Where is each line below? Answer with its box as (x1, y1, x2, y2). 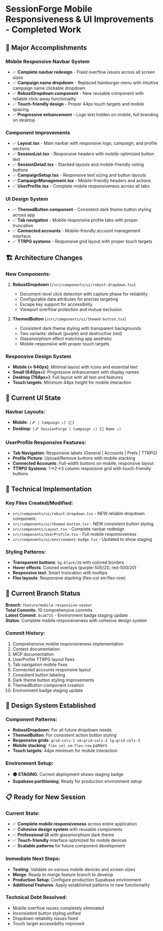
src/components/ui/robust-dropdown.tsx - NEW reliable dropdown (12, 511, 145, 517)
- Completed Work (5, 24, 81, 35)
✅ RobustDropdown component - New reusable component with (12, 90, 144, 96)
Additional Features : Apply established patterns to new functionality (12, 882, 150, 888)
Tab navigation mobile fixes (12, 662, 67, 667)
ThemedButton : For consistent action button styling (12, 732, 117, 738)
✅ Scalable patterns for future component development (12, 843, 125, 849)
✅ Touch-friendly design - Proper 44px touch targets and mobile (12, 101, 145, 107)
